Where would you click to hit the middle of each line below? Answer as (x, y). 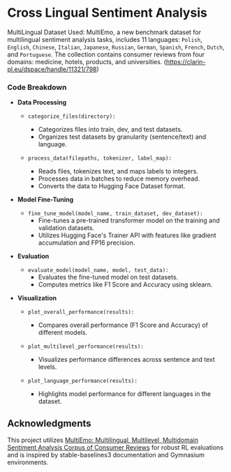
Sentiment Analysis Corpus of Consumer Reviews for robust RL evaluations (115, 448)
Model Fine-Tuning (45, 199)
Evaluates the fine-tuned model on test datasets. (108, 277)
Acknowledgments (50, 423)
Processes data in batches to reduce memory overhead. (119, 178)
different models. (63, 333)
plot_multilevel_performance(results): (86, 347)
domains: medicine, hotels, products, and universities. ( (87, 61)
